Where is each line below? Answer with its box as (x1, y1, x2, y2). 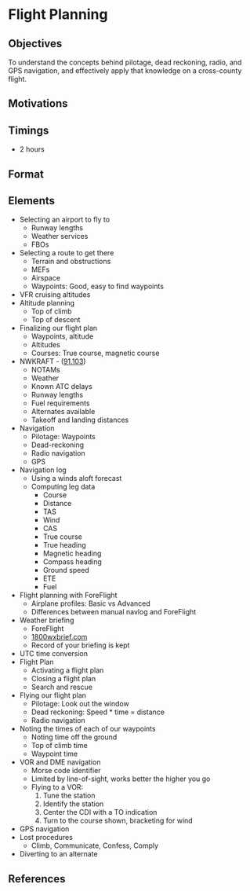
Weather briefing (19, 615, 74, 625)
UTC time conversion (19, 649, 89, 658)
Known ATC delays (31, 382, 92, 391)
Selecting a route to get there (19, 248, 114, 258)
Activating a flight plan (31, 665, 104, 675)
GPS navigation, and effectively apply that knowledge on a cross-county (8, 66, 242, 75)
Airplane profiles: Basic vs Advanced (31, 599, 150, 608)
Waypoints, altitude (31, 332, 94, 341)
